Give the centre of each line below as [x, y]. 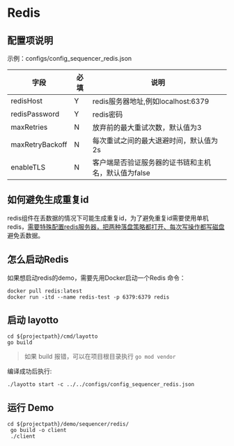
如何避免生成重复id [48, 200]
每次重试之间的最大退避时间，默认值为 [155, 141]
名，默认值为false [122, 173]
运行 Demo [31, 407]
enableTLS [28, 167]
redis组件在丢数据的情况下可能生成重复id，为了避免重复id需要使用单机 [108, 218]
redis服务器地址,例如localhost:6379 [151, 101]
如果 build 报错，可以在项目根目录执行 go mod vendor [100, 357]
